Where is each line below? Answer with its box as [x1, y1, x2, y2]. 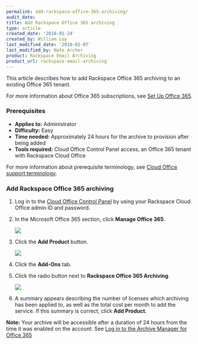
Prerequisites [6, 107, 46, 115]
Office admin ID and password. [14, 204, 90, 211]
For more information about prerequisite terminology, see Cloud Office [6, 163, 177, 171]
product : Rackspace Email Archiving [6, 53, 96, 59]
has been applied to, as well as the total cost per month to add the [14, 301, 176, 308]
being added [14, 139, 46, 146]
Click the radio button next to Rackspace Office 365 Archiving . [14, 272, 170, 279]
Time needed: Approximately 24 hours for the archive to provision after [14, 133, 189, 140]
